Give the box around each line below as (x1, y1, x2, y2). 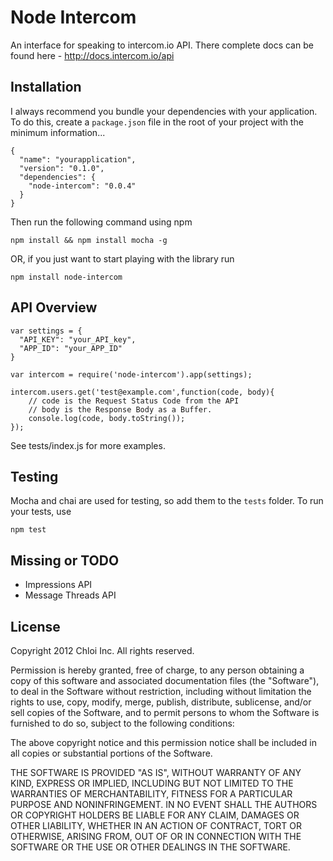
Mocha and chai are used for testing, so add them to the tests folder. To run (10, 495, 324, 507)
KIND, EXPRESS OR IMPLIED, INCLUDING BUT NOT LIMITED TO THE (10, 777, 294, 789)
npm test (10, 525, 47, 535)
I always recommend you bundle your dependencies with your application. (10, 105, 318, 117)
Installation (10, 79, 82, 96)
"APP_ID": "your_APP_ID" (19, 343, 123, 353)
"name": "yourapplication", (19, 154, 137, 165)
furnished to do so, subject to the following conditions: (10, 717, 235, 729)
